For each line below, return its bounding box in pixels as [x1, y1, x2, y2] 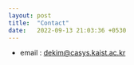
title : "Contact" [8, 19, 69, 27]
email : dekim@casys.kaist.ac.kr [19, 48, 126, 58]
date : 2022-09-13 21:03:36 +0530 [8, 26, 127, 34]
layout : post [8, 11, 52, 20]
